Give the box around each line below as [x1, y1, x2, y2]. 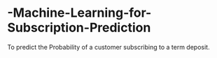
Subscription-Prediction [7, 20, 151, 36]
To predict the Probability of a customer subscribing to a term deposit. [7, 43, 210, 51]
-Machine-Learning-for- [7, 5, 152, 21]
